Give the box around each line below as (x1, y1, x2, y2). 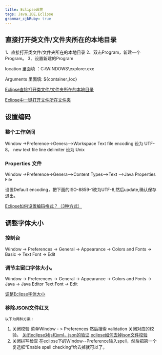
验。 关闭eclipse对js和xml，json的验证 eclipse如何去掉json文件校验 (12, 332, 148, 338)
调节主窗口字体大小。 (5, 264, 55, 271)
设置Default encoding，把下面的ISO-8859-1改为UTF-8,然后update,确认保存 (5, 187, 157, 193)
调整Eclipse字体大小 (5, 291, 45, 297)
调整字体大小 (5, 219, 44, 227)
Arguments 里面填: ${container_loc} (5, 76, 77, 82)
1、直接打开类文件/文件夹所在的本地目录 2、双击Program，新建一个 (5, 49, 141, 55)
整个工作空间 (5, 128, 36, 135)
